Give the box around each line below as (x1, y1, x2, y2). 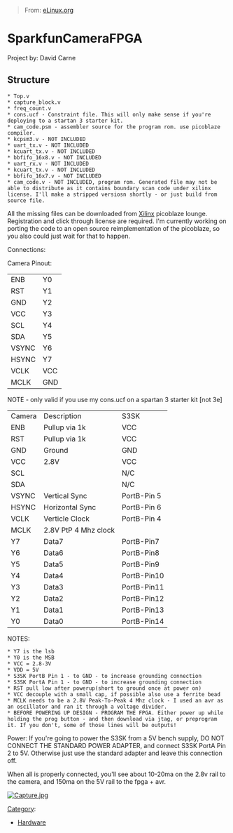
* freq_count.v (7, 105, 52, 112)
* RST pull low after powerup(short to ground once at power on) (7, 684, 202, 692)
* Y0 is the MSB (7, 654, 55, 661)
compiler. (7, 129, 36, 136)
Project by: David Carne (7, 53, 76, 62)
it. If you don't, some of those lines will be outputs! (7, 721, 177, 728)
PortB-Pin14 (121, 616, 164, 626)
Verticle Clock (43, 514, 90, 524)
